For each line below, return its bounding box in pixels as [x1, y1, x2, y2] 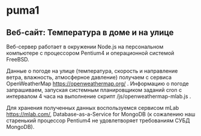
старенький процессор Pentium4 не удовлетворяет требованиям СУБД [6, 117, 190, 124]
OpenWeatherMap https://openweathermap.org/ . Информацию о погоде [6, 80, 189, 87]
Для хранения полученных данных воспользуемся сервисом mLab [6, 104, 179, 111]
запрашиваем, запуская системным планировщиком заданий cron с [6, 86, 182, 93]
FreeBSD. [6, 56, 29, 63]
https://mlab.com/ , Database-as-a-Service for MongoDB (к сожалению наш [6, 111, 196, 118]
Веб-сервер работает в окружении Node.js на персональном [6, 43, 164, 50]
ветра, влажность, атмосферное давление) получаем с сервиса [6, 74, 172, 81]
